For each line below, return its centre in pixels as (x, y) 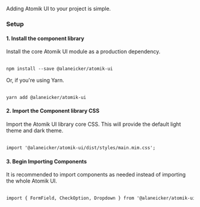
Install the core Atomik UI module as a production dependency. (83, 52)
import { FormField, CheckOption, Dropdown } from (70, 198)
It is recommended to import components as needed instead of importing (96, 175)
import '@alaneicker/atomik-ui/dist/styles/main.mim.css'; (81, 148)
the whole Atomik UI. (32, 181)
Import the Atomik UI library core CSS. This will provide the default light (94, 124)
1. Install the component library (45, 38)
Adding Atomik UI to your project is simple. (59, 9)
